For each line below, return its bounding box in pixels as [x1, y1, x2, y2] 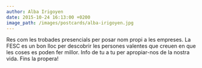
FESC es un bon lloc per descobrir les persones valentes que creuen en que [6, 42, 197, 50]
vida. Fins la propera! [6, 55, 59, 63]
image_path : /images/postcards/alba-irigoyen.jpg [6, 20, 134, 26]
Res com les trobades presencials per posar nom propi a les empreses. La [6, 36, 191, 44]
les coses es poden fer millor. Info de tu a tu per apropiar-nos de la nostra [6, 49, 190, 56]
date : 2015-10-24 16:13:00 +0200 [6, 14, 91, 20]
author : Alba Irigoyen [6, 8, 64, 15]
